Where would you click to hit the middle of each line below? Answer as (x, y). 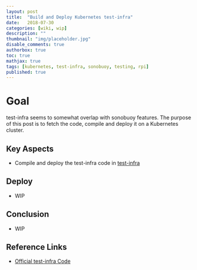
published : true (26, 72)
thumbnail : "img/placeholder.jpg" (49, 39)
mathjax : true (24, 61)
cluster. (15, 130)
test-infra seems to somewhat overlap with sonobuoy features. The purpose (99, 118)
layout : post (22, 12)
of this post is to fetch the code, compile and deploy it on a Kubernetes (92, 124)
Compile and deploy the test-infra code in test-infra (77, 163)
